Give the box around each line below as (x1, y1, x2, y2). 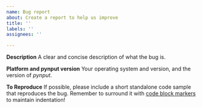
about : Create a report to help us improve (6, 15, 119, 21)
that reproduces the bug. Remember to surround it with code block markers (6, 90, 196, 97)
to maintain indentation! (6, 96, 66, 104)
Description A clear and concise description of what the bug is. (6, 53, 166, 61)
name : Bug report (6, 8, 50, 15)
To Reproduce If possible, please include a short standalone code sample (6, 83, 192, 91)
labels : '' (6, 25, 34, 32)
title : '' (6, 20, 32, 26)
